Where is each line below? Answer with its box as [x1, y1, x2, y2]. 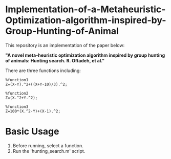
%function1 [5, 77, 29, 82]
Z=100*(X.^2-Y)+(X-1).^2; [5, 108, 60, 113]
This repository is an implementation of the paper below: [5, 42, 125, 48]
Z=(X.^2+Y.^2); [5, 95, 38, 100]
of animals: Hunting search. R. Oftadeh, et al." [5, 57, 105, 63]
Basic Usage [5, 126, 59, 138]
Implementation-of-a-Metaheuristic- [5, 4, 166, 15]
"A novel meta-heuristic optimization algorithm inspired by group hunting [5, 52, 165, 58]
